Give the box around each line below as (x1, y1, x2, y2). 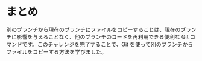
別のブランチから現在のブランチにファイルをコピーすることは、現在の (6, 26, 181, 33)
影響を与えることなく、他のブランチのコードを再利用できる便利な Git (16, 33, 189, 40)
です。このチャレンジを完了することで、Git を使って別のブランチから (22, 41, 194, 48)
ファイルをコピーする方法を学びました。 (6, 48, 107, 55)
